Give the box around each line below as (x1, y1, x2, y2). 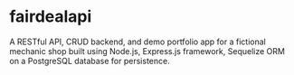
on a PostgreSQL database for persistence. (9, 55, 170, 66)
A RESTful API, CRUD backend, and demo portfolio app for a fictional (9, 36, 267, 47)
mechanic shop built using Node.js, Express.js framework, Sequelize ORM (9, 45, 285, 56)
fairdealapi (9, 6, 92, 27)
